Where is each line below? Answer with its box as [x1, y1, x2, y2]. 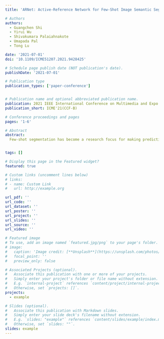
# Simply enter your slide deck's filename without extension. [5, 313, 141, 317]
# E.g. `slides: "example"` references [5, 317, 91, 322]
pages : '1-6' [5, 119, 32, 124]
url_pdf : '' [5, 195, 29, 200]
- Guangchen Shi [9, 25, 42, 30]
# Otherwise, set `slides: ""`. [5, 322, 76, 327]
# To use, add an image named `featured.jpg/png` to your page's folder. [5, 241, 159, 245]
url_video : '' [5, 227, 34, 232]
